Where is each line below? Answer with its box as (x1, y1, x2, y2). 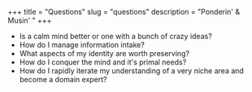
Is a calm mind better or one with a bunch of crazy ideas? (19, 32, 212, 41)
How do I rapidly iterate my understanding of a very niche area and (19, 66, 245, 76)
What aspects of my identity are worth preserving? (19, 49, 190, 58)
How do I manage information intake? (19, 40, 146, 50)
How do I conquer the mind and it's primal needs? (19, 57, 187, 67)
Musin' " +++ (7, 15, 52, 25)
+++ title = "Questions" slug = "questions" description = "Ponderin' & (7, 7, 241, 16)
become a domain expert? (19, 75, 107, 84)
